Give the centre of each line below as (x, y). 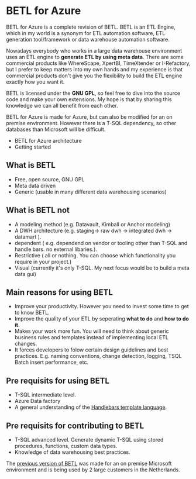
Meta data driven (35, 185)
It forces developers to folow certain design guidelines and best (91, 350)
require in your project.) (43, 261)
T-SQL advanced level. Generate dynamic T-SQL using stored (89, 440)
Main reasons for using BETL (59, 292)
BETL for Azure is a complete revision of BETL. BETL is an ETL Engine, (91, 27)
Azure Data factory (37, 401)
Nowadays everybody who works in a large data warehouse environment (94, 50)
